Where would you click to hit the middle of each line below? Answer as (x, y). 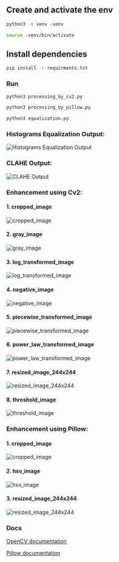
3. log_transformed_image (40, 262)
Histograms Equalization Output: (56, 134)
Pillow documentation (33, 553)
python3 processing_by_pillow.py (49, 107)
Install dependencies (47, 54)
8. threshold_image (31, 400)
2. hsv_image (23, 471)
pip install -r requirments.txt (47, 68)
